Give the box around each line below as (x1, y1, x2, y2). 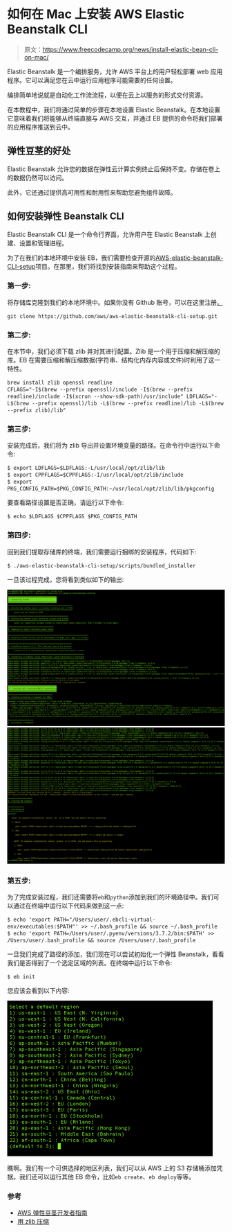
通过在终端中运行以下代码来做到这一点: (12, 901, 124, 910)
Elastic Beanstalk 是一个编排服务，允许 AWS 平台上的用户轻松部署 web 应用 (7, 67, 223, 76)
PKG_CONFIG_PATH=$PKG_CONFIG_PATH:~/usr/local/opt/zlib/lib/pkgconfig (7, 486, 215, 493)
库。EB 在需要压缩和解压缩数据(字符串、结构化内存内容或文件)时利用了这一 (7, 356, 221, 364)
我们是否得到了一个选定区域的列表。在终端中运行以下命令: (7, 959, 173, 967)
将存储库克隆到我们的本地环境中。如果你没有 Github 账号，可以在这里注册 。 (7, 298, 223, 306)
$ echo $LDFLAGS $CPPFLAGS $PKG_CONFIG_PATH (7, 513, 137, 520)
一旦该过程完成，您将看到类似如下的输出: (7, 575, 124, 583)
